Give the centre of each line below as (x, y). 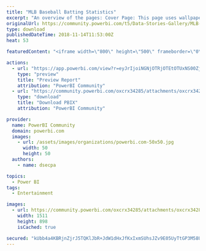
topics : (16, 176)
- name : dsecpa (37, 165)
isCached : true (37, 227)
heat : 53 (17, 41)
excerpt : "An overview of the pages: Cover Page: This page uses (91, 18)
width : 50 (35, 148)
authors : (23, 160)
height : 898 (32, 222)
